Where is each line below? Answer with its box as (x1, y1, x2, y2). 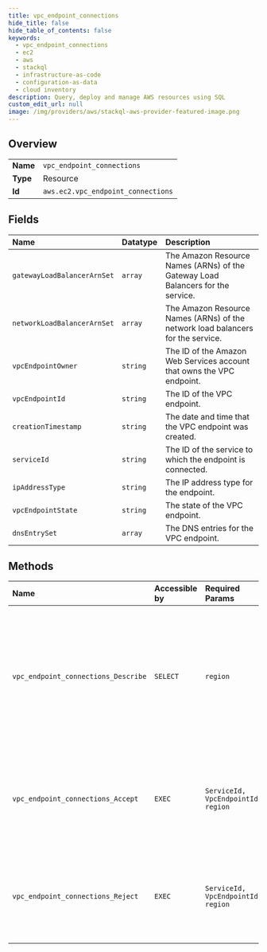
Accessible (154, 583, 198, 594)
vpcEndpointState (12, 505, 78, 514)
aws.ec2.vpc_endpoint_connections (42, 186, 173, 196)
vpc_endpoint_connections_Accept (12, 794, 139, 804)
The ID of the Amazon (165, 345, 247, 357)
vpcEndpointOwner (12, 361, 78, 370)
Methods (8, 560, 54, 573)
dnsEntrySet (12, 529, 58, 537)
